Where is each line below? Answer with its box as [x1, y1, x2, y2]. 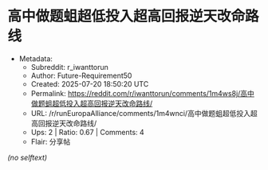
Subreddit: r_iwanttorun [30, 62, 109, 71]
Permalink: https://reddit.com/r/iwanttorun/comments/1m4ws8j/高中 [30, 88, 254, 98]
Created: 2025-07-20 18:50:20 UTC [30, 79, 149, 88]
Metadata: [18, 53, 53, 64]
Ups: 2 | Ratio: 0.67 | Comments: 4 [30, 127, 144, 137]
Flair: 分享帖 [30, 137, 71, 146]
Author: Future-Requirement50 [30, 71, 132, 80]
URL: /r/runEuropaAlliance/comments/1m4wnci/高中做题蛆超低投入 [30, 108, 250, 118]
